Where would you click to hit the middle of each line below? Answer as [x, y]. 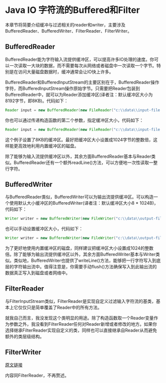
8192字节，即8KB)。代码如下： [37, 101]
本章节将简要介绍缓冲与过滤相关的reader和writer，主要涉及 [65, 25]
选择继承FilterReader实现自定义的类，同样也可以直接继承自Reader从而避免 [81, 330]
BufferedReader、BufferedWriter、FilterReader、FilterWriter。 [68, 31]
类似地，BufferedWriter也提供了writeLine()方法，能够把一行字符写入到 [85, 260]
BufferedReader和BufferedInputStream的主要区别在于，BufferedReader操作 [82, 82]
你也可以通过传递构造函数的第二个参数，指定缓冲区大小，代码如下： [74, 120]
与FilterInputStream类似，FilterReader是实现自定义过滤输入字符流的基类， [81, 301]
